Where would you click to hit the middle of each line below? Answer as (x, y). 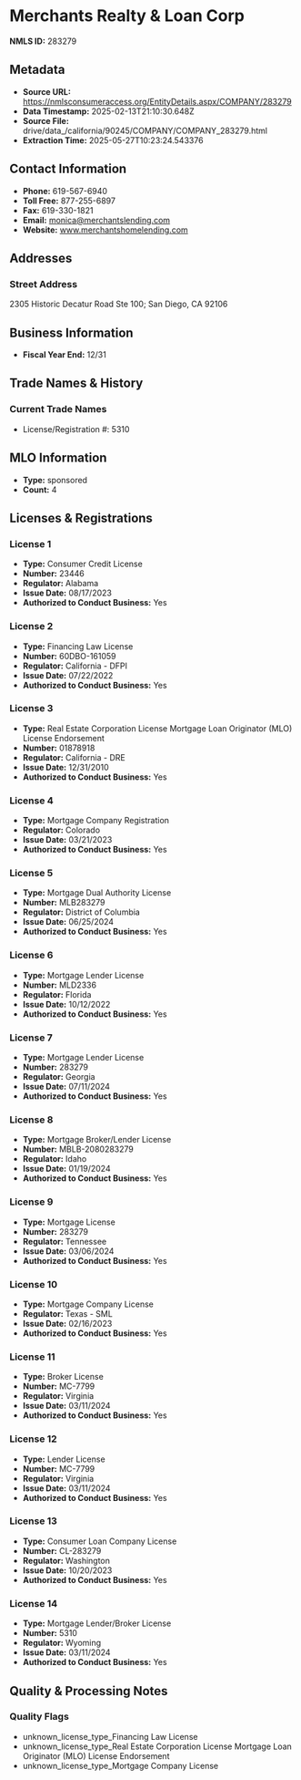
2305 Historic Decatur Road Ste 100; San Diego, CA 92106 (119, 304)
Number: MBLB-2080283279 (78, 1149)
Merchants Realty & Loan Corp (127, 16)
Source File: (46, 120)
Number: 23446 (53, 574)
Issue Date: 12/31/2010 (65, 767)
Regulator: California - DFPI (75, 666)
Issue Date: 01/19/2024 (66, 1169)
